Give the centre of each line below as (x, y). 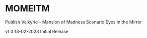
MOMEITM (28, 9)
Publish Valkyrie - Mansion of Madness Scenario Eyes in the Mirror (73, 22)
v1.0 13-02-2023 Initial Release (37, 31)
